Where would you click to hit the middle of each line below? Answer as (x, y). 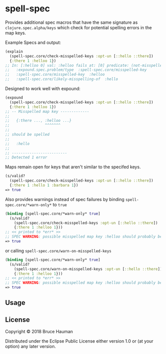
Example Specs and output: (33, 42)
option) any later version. (30, 347)
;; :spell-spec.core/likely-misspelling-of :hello (62, 79)
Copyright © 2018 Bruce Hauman (39, 332)
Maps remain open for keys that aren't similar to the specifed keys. (73, 167)
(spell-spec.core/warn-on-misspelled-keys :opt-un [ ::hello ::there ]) (88, 269)
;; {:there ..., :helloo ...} (38, 121)
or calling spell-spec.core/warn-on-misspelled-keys (58, 251)
